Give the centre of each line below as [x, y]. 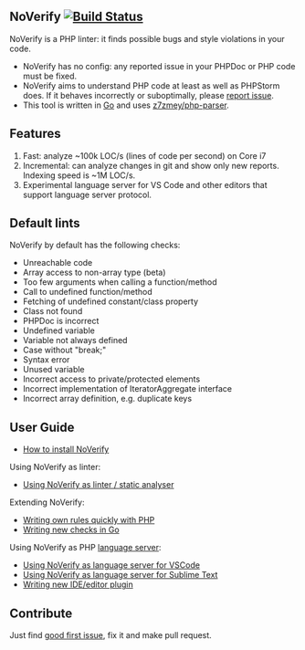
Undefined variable [59, 330]
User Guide [42, 427]
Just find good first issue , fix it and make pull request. [110, 635]
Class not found [53, 311]
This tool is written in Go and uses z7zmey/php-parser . [126, 105]
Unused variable [53, 370]
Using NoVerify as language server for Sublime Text [120, 575]
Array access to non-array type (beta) [94, 273]
